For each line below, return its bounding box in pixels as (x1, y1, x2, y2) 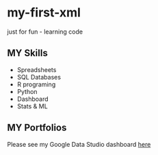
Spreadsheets (16, 65, 57, 73)
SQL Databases (16, 73, 62, 81)
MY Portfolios (7, 122, 67, 134)
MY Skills (7, 47, 48, 59)
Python (16, 87, 38, 95)
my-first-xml (7, 5, 81, 21)
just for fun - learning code (7, 27, 83, 36)
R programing (16, 80, 56, 88)
